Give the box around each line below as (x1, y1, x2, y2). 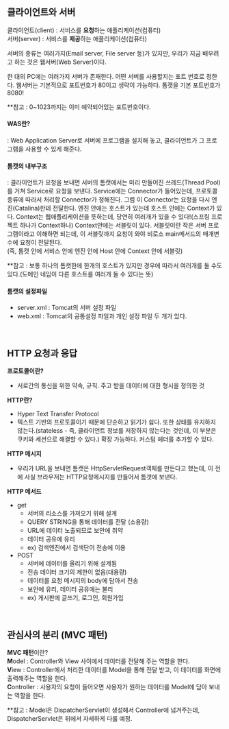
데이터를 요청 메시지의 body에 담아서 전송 (27, 577, 139, 585)
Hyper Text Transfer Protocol (16, 410, 99, 418)
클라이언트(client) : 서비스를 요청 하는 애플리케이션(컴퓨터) (7, 26, 161, 34)
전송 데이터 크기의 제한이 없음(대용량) (27, 568, 127, 576)
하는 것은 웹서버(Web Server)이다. (14, 58, 107, 66)
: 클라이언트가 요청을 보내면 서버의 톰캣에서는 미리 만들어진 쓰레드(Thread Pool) (7, 178, 221, 187)
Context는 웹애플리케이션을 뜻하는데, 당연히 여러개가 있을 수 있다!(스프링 (16, 213, 210, 221)
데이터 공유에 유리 (27, 535, 75, 543)
